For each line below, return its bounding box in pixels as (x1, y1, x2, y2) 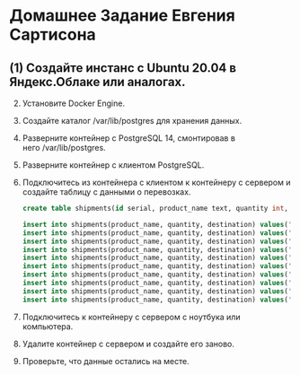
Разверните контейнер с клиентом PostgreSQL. (22, 160, 205, 170)
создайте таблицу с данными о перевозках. (22, 187, 191, 197)
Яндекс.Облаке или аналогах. (9, 74, 186, 90)
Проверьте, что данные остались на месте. (22, 355, 190, 366)
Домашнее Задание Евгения (9, 5, 235, 26)
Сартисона (9, 24, 96, 45)
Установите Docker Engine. (22, 98, 126, 109)
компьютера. (22, 320, 74, 332)
